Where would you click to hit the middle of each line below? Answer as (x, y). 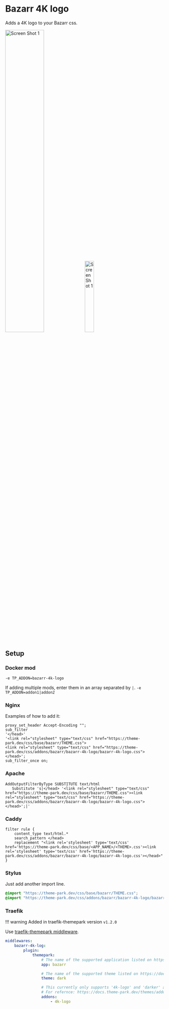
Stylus (13, 873)
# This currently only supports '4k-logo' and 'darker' (101, 988)
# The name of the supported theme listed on (90, 974)
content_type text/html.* (41, 834)
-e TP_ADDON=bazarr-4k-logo (35, 678)
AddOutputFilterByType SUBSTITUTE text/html (53, 784)
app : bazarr (54, 964)
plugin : (31, 951)
